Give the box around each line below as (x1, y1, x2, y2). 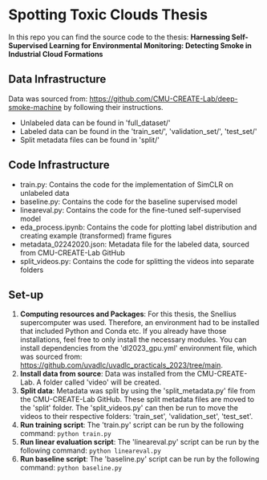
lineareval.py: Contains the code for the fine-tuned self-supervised (19, 205, 241, 214)
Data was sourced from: (8, 94, 88, 104)
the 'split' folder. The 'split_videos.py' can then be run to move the (19, 403, 239, 413)
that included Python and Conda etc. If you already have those (19, 327, 227, 336)
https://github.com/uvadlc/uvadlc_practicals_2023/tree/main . (19, 360, 223, 370)
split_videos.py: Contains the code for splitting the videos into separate (19, 256, 255, 266)
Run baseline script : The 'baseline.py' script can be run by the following (19, 454, 260, 464)
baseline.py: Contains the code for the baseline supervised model (19, 197, 238, 206)
